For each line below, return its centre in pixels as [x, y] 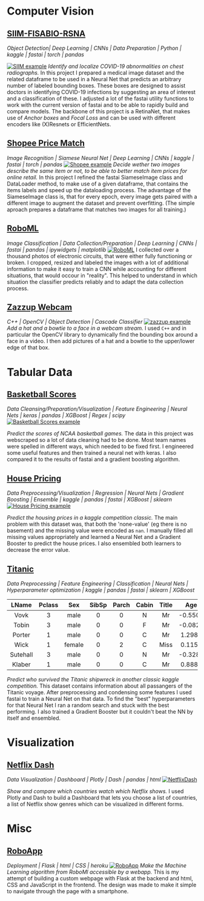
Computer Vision [51, 11]
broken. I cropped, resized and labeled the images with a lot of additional [98, 263]
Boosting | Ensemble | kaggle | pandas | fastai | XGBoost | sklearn [89, 500]
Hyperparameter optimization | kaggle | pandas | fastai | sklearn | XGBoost [101, 590]
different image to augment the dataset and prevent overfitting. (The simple [101, 203]
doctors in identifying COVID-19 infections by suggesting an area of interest [101, 92]
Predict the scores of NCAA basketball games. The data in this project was [100, 434]
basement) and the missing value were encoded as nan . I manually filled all [100, 531]
